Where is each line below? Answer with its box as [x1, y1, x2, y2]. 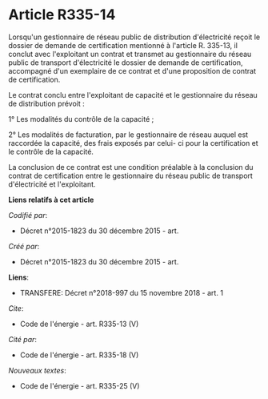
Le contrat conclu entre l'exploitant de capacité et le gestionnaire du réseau [8, 90, 258, 99]
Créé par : [8, 241, 40, 251]
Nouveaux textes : [8, 365, 66, 375]
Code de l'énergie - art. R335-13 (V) [19, 319, 139, 328]
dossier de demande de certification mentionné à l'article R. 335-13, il [8, 40, 238, 50]
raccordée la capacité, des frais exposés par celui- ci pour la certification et [8, 138, 258, 147]
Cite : [8, 303, 24, 313]
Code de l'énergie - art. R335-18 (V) [19, 350, 139, 360]
